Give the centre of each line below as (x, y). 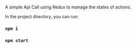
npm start (17, 40)
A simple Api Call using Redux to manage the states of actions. (68, 7)
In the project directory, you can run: (42, 16)
